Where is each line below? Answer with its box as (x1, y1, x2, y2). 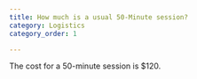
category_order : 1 (9, 29, 77, 38)
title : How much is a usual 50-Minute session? (9, 12, 189, 22)
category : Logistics (9, 21, 86, 30)
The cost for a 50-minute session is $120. (9, 61, 162, 71)
